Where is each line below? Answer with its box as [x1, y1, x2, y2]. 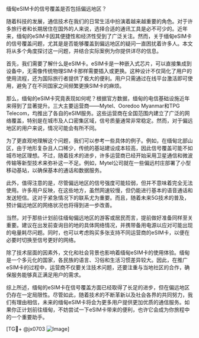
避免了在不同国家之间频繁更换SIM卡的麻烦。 [16, 82, 125, 89]
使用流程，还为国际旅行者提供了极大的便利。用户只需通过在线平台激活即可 [6, 75, 188, 82]
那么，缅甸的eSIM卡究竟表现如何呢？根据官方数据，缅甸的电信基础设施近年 [6, 95, 190, 102]
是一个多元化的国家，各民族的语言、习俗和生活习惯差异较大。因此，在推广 [6, 257, 188, 263]
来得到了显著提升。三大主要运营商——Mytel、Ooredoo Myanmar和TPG [6, 103, 180, 109]
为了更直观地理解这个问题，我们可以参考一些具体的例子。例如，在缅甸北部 [6, 137, 188, 144]
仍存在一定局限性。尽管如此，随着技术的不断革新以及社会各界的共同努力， [6, 291, 188, 298]
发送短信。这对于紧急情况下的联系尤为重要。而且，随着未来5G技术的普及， [6, 194, 190, 201]
